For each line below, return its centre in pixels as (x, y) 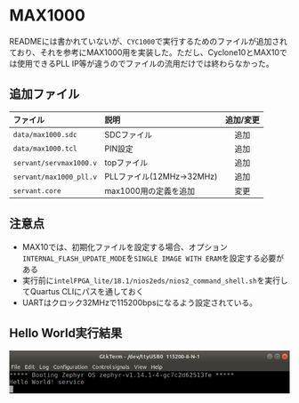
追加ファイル (44, 94)
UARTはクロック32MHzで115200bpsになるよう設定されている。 (140, 302)
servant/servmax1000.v (55, 163)
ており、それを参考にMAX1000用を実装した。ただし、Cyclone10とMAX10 (145, 52)
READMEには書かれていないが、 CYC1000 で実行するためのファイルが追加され (148, 41)
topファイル (126, 162)
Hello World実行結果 (66, 333)
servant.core (37, 191)
